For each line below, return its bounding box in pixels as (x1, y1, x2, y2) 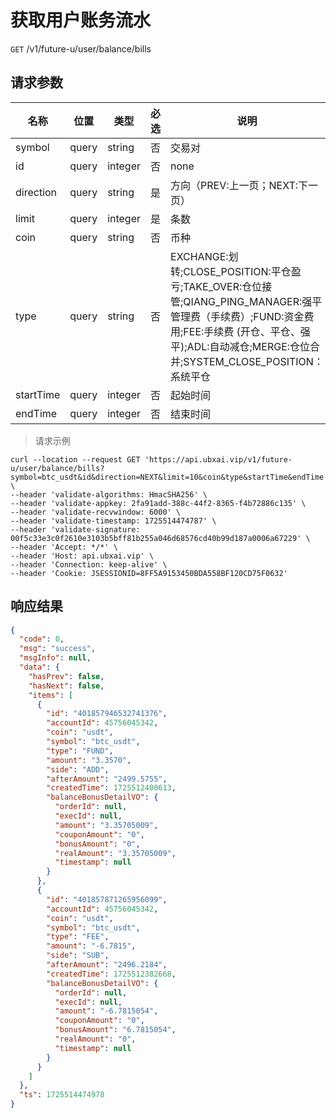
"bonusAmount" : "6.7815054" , (54, 1025, 177, 1035)
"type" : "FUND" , (46, 746, 114, 756)
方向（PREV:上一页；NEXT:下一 (170, 178, 319, 192)
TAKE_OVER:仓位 (183, 279, 263, 293)
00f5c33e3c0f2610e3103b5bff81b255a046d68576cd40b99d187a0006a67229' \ (10, 533, 311, 543)
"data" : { (19, 662, 60, 673)
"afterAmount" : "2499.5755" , (46, 774, 168, 784)
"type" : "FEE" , (46, 932, 110, 942)
